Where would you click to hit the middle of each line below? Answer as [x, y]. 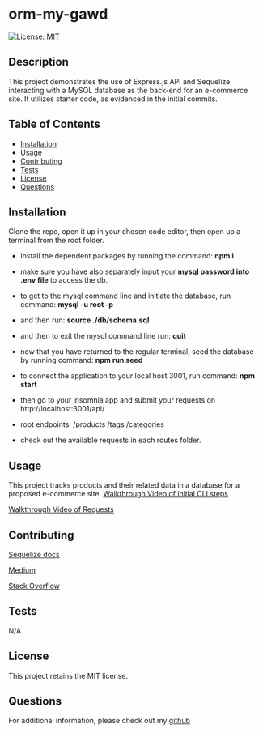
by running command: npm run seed [81, 360]
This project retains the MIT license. [68, 675]
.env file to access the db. [64, 280]
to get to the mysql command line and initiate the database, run [125, 296]
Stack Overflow [34, 586]
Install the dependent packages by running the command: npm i [127, 256]
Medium [22, 570]
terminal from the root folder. [57, 241]
